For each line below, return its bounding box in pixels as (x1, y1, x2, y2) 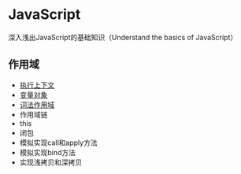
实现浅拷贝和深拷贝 (19, 157, 83, 167)
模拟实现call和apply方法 (19, 138, 98, 147)
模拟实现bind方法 (19, 147, 76, 157)
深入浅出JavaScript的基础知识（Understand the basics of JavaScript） (8, 32, 238, 42)
